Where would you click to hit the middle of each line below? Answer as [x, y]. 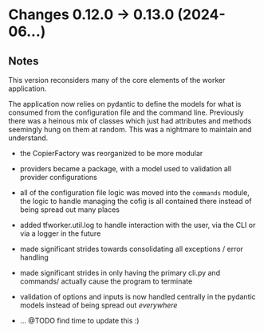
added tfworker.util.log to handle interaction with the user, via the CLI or [138, 225]
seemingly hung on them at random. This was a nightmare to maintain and [130, 129]
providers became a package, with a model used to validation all [126, 168]
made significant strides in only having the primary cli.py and [120, 273]
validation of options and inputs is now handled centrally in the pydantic [138, 297]
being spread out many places [69, 210]
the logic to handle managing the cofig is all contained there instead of [136, 201]
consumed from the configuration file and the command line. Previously [126, 112]
